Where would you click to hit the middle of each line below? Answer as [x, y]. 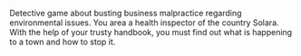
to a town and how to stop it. [63, 42]
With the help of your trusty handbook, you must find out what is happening [151, 32]
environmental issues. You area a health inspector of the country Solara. [144, 23]
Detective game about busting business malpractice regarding [126, 13]
